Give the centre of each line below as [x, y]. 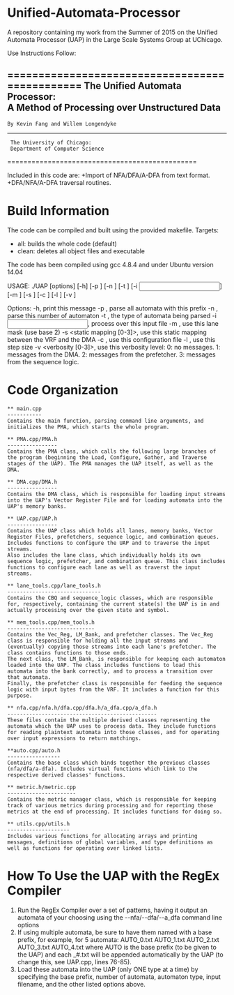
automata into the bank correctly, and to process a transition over [110, 671]
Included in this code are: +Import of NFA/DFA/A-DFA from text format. [109, 175]
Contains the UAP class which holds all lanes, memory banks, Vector [110, 531]
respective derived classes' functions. [67, 775]
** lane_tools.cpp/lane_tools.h [54, 585]
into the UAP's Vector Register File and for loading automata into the [115, 500]
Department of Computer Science [57, 149]
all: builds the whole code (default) [67, 244]
